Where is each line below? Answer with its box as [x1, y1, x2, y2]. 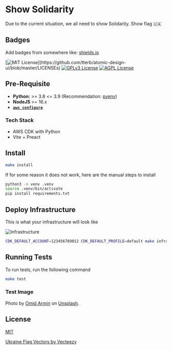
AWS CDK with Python [12, 128, 60, 134]
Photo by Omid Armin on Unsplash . [5, 300, 79, 306]
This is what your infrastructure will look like [5, 219, 98, 225]
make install [5, 162, 33, 168]
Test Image [5, 289, 34, 296]
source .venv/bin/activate [5, 186, 63, 192]
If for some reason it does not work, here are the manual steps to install [5, 172, 156, 178]
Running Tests [5, 253, 52, 262]
